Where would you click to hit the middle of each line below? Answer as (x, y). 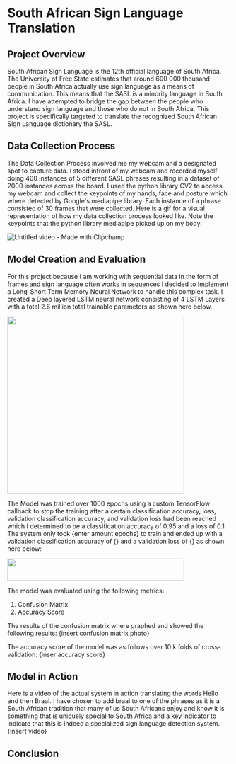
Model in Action (43, 677)
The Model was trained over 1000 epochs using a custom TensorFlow (109, 503)
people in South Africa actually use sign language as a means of (101, 86)
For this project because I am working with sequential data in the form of (113, 276)
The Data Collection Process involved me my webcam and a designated (112, 163)
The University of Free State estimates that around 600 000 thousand (109, 79)
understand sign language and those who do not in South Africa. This (108, 109)
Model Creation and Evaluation (77, 260)
